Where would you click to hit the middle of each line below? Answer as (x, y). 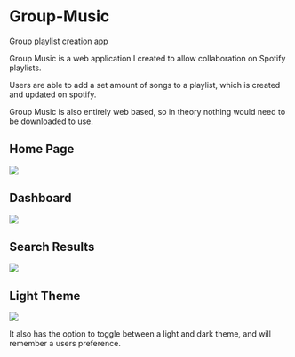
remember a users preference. (65, 344)
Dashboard (40, 198)
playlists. (25, 68)
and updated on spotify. (53, 94)
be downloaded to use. (51, 121)
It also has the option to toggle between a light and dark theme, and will (140, 334)
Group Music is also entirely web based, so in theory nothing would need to (147, 111)
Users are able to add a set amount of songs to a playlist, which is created (145, 85)
